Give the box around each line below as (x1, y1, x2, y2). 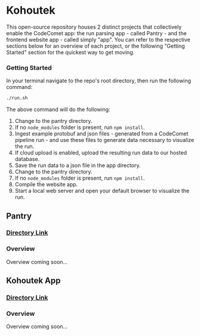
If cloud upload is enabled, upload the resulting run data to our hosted (14, 149, 187, 156)
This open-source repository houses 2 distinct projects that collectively (6, 23, 182, 30)
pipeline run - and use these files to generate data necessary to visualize (14, 137, 195, 144)
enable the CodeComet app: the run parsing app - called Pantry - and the (6, 29, 187, 36)
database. (14, 156, 40, 163)
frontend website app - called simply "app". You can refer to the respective (6, 36, 191, 43)
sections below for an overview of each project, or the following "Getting (6, 42, 185, 50)
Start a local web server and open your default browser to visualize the (14, 187, 190, 195)
